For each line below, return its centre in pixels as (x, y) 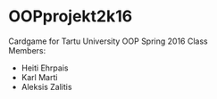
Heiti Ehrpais (45, 68)
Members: (27, 50)
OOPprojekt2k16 (71, 16)
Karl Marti (39, 77)
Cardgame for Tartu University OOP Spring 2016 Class (108, 41)
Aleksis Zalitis (46, 87)
